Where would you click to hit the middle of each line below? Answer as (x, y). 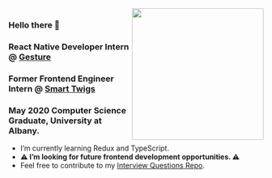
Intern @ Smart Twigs (52, 88)
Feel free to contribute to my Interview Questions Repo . (112, 166)
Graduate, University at (55, 121)
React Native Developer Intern (69, 46)
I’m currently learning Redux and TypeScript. (95, 148)
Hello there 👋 (34, 25)
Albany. (24, 130)
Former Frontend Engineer (62, 78)
